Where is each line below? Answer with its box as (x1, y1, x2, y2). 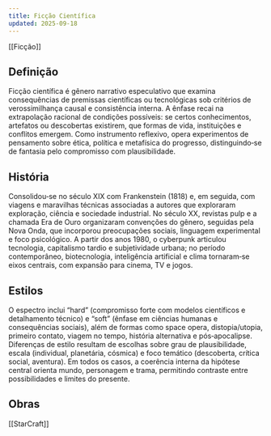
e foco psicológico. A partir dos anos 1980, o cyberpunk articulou (8, 235, 227, 244)
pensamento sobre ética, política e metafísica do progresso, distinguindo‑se (8, 138, 262, 148)
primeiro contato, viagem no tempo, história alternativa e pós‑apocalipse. (8, 331, 253, 341)
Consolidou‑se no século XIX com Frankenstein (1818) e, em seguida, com (8, 192, 256, 201)
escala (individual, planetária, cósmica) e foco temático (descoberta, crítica (8, 348, 260, 358)
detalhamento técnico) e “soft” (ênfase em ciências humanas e (8, 313, 218, 324)
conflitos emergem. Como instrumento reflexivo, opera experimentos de (8, 129, 249, 139)
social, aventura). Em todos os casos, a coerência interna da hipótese (8, 357, 240, 366)
